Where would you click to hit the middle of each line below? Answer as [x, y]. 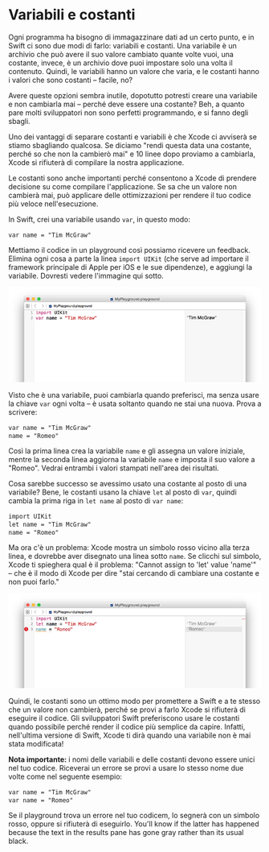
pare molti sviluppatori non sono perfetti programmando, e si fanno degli [128, 112]
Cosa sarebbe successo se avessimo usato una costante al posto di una [128, 483]
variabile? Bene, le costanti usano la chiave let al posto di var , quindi [122, 492]
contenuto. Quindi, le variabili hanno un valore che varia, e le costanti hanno [134, 71]
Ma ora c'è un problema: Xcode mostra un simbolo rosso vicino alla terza [129, 547]
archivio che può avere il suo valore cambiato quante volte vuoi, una [121, 54]
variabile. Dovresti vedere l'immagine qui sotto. [86, 275]
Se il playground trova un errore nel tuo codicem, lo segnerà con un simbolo [134, 815]
